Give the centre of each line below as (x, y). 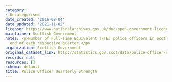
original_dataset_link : (31, 52)
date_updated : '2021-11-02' (35, 24)
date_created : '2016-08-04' (35, 19)
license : (15, 29)
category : (16, 10)
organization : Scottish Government (43, 48)
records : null (20, 57)
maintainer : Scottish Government (41, 34)
